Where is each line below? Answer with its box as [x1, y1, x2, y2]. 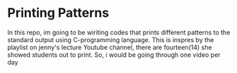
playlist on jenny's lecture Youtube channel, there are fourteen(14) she [7, 43, 212, 51]
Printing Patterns [7, 5, 110, 21]
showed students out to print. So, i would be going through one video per [7, 51, 221, 59]
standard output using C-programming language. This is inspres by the [7, 35, 214, 44]
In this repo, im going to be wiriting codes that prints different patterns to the [7, 28, 231, 36]
